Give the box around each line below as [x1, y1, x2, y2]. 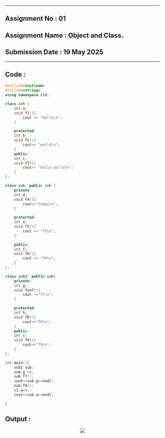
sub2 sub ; [14, 365, 34, 370]
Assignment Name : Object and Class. [5, 31, 124, 39]
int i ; [14, 333, 27, 338]
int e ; [14, 219, 27, 224]
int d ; [14, 192, 27, 197]
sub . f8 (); [14, 383, 34, 388]
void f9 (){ [14, 338, 36, 343]
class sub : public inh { [5, 183, 56, 188]
